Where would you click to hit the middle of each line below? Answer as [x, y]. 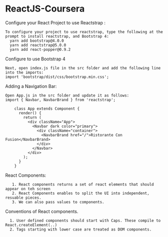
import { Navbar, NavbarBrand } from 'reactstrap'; [60, 100]
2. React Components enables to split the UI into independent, [81, 193]
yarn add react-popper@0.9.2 [40, 49]
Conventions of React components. [42, 211]
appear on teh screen [28, 189]
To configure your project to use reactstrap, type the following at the [84, 32]
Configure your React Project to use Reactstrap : [55, 23]
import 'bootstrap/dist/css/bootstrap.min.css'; [57, 77]
